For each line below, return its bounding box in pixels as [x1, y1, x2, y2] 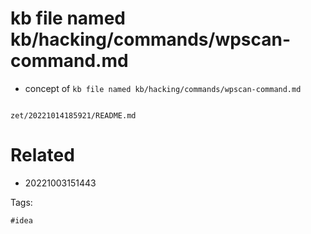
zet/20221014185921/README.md [10, 110, 137, 121]
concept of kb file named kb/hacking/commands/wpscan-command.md [24, 82, 302, 94]
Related [10, 144, 75, 167]
